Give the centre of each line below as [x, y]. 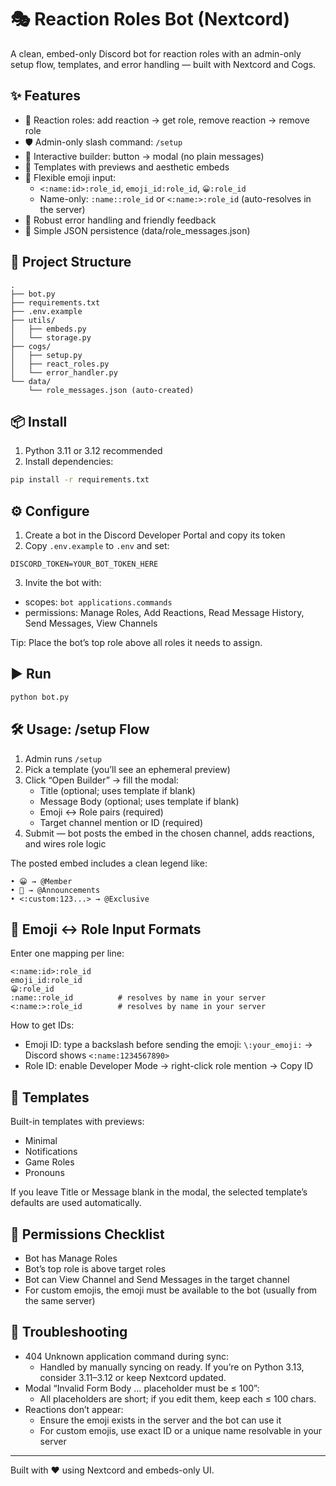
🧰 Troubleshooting [69, 1332]
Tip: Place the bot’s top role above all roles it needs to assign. [136, 643]
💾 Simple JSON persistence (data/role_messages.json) [137, 230]
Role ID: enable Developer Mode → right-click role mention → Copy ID [169, 1066]
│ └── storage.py [51, 337]
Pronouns [44, 1173]
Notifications [51, 1152]
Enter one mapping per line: [67, 953]
